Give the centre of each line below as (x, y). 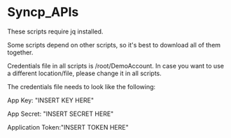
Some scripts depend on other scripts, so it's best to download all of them (114, 45)
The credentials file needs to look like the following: (82, 86)
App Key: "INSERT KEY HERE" (51, 100)
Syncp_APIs (43, 12)
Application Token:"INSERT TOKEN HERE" (68, 127)
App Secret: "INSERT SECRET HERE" (61, 114)
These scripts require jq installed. (55, 31)
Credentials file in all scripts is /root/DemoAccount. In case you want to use (115, 66)
